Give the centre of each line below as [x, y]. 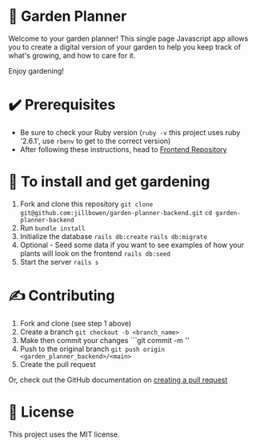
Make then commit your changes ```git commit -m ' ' [104, 340]
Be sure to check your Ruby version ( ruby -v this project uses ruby [130, 132]
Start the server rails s [59, 261]
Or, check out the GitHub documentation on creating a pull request [118, 380]
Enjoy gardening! [36, 70]
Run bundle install [52, 228]
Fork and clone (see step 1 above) [76, 323]
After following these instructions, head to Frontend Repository [123, 149]
